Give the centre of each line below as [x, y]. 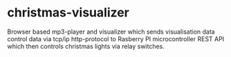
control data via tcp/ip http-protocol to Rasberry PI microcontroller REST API [116, 38]
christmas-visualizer [68, 13]
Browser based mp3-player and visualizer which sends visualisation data [111, 32]
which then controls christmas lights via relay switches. [86, 46]
